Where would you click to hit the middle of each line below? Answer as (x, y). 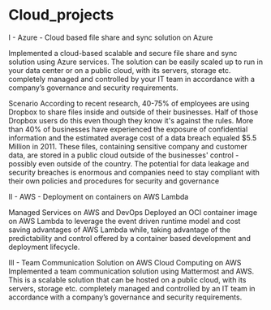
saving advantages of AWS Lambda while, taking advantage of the (120, 230)
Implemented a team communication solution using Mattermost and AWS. (131, 271)
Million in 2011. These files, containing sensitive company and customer (128, 146)
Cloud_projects (61, 15)
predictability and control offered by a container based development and (130, 238)
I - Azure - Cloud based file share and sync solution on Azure (111, 37)
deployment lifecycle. (44, 247)
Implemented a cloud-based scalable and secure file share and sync (123, 53)
